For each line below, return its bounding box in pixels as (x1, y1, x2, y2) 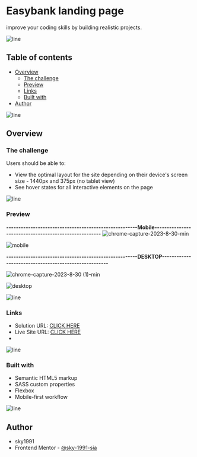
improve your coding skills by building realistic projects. (6, 24, 142, 31)
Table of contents (6, 52, 72, 63)
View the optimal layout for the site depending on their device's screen (14, 171, 188, 179)
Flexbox (14, 387, 34, 394)
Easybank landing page (6, 4, 125, 18)
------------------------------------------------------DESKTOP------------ (6, 253, 192, 260)
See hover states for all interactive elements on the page (14, 184, 153, 191)
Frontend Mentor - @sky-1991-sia (14, 444, 97, 452)
